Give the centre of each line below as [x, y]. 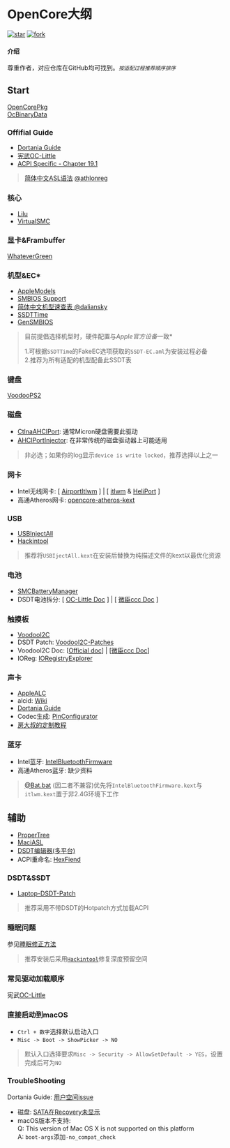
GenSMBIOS [35, 322]
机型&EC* [24, 275]
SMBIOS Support [41, 299]
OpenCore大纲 [50, 14]
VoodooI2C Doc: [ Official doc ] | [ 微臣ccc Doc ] [83, 650]
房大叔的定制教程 [42, 725]
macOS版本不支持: [44, 1120]
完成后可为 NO [43, 1062]
